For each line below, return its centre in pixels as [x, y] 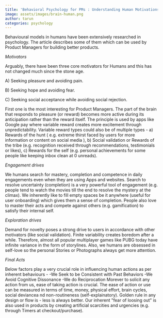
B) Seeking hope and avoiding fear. [40, 90]
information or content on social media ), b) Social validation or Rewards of [80, 140]
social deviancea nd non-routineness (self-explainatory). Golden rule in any [81, 295]
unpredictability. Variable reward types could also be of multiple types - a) [79, 130]
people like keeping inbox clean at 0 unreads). [51, 156]
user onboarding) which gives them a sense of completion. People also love [81, 201]
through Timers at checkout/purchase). [44, 311]
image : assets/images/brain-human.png [44, 14]
